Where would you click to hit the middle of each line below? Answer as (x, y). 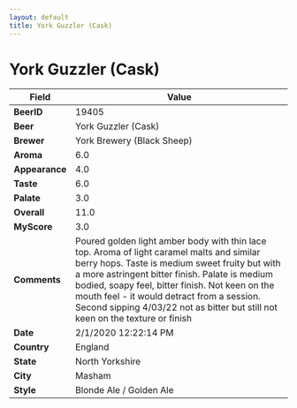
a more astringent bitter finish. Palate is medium (174, 275)
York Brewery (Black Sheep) (133, 140)
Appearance (40, 170)
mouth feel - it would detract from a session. (168, 297)
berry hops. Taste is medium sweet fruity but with (178, 263)
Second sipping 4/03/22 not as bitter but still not (176, 307)
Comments (38, 280)
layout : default (39, 17)
